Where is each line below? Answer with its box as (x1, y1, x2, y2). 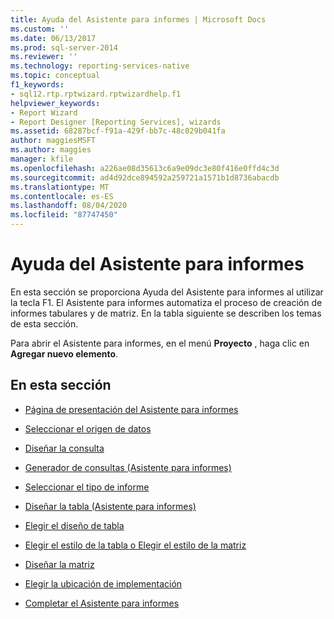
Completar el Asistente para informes (24, 597, 180, 609)
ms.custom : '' (10, 24, 70, 34)
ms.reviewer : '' (10, 52, 78, 62)
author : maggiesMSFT (10, 136, 97, 146)
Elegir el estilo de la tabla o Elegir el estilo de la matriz (24, 539, 247, 551)
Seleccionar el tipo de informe (24, 481, 150, 493)
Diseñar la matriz (24, 558, 95, 570)
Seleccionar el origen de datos (24, 422, 152, 435)
